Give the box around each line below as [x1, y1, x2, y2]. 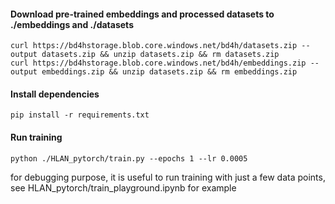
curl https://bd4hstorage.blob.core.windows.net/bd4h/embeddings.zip [10, 58, 307, 69]
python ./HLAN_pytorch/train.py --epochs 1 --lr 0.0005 [10, 153, 248, 164]
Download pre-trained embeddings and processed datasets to [10, 8, 275, 20]
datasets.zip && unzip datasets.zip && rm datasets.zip [41, 50, 280, 60]
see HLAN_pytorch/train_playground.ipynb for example [10, 181, 237, 194]
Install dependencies [10, 88, 100, 100]
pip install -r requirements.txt [10, 110, 150, 120]
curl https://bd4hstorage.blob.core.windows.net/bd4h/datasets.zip [10, 41, 298, 51]
